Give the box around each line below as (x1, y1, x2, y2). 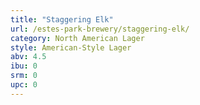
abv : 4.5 (10, 52, 47, 62)
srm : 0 (10, 71, 38, 81)
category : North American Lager (10, 33, 145, 43)
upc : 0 (10, 80, 38, 90)
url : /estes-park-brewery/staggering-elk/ (10, 24, 190, 34)
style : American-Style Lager (10, 42, 132, 53)
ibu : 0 (10, 61, 38, 71)
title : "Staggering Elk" (10, 14, 114, 25)
